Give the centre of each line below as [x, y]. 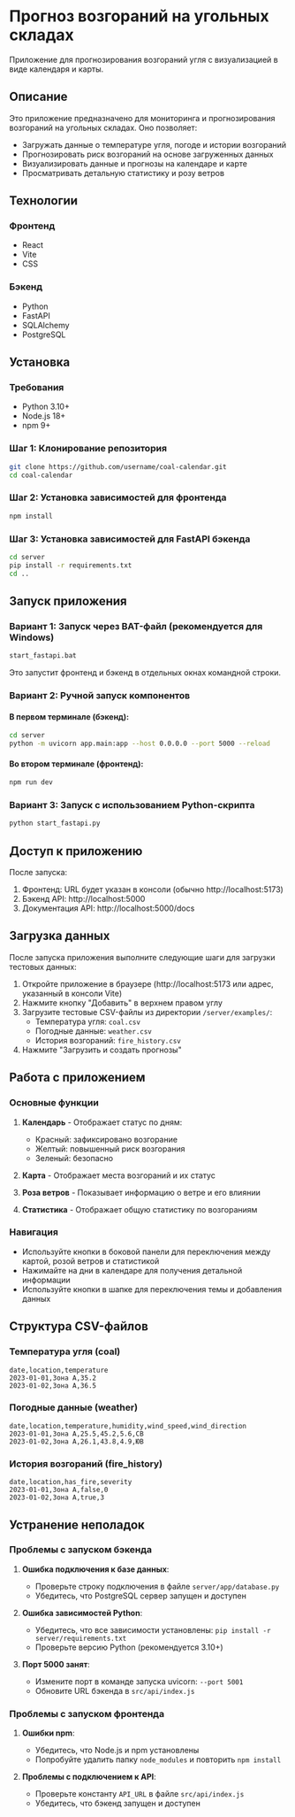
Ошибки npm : [48, 1733]
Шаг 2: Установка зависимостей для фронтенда [118, 497]
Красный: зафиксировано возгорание [106, 1139]
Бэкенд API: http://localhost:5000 [83, 899]
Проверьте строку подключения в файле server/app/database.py [157, 1586]
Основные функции [54, 1103]
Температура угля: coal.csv [88, 1021]
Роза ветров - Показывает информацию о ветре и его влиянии [141, 1192]
